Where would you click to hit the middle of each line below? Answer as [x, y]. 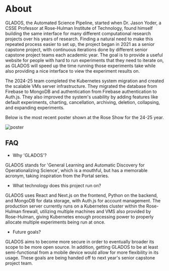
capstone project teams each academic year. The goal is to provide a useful [84, 55]
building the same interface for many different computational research [78, 33]
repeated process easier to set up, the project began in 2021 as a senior [80, 44]
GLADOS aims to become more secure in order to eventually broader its [80, 241]
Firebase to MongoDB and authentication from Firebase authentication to [81, 91]
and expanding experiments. [35, 107]
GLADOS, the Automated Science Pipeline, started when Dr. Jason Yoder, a [83, 23]
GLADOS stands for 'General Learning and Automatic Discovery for [75, 165]
